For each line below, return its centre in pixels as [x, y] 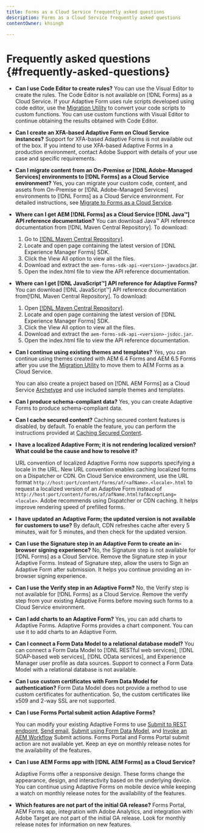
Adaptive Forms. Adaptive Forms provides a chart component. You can [104, 625]
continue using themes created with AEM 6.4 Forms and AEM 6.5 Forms [105, 359]
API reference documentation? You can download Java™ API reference [105, 221]
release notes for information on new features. [73, 824]
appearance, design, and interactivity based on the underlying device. [103, 781]
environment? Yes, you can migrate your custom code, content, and [101, 183]
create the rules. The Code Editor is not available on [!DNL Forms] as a [104, 95]
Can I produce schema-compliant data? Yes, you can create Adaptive [104, 402]
